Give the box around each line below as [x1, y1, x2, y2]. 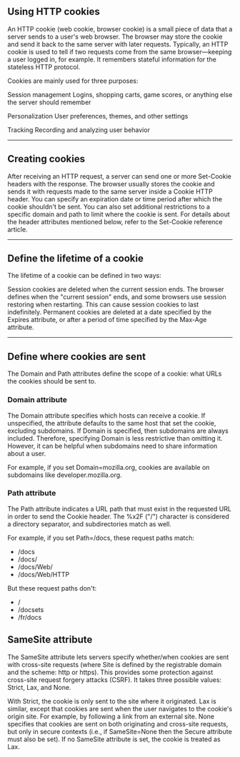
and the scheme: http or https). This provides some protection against [7, 668, 214, 676]
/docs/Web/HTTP [17, 570, 70, 578]
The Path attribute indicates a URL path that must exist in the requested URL [7, 504, 232, 513]
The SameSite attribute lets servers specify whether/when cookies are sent [7, 653, 229, 661]
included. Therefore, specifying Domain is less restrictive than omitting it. [7, 433, 223, 442]
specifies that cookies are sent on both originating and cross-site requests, [7, 719, 229, 728]
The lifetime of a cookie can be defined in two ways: [7, 271, 162, 280]
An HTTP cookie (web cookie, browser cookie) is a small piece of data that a [7, 24, 233, 33]
